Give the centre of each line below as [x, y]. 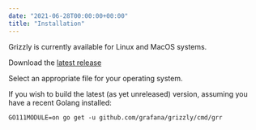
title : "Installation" [47, 24]
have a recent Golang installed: [60, 102]
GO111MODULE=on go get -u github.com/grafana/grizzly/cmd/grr [115, 117]
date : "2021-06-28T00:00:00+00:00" [68, 16]
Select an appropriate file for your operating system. [96, 78]
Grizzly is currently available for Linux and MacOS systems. [108, 46]
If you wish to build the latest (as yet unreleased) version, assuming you [128, 93]
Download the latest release [55, 63]
